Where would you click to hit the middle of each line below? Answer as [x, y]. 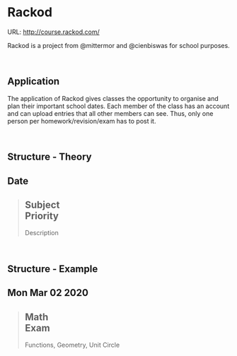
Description [41, 233]
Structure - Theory [50, 157]
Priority [41, 216]
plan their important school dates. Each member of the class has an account [118, 106]
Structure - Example [53, 269]
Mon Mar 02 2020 [48, 293]
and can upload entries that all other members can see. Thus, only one [110, 113]
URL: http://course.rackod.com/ [54, 32]
